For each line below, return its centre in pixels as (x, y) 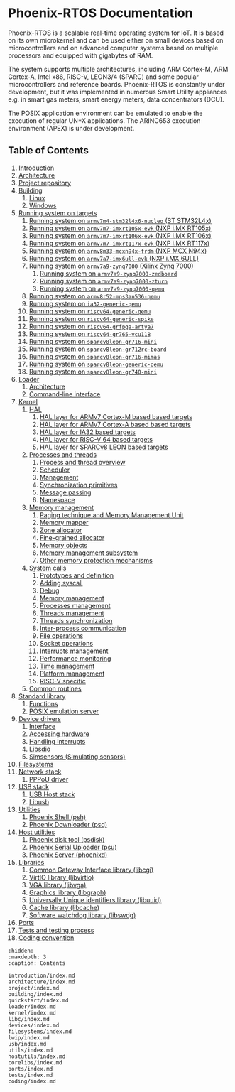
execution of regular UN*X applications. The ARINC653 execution (104, 120)
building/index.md (35, 994)
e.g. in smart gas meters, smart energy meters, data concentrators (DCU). (116, 99)
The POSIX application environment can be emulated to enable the (105, 113)
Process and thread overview (82, 462)
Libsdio (40, 749)
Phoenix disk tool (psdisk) (67, 839)
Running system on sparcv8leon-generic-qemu (96, 364)
